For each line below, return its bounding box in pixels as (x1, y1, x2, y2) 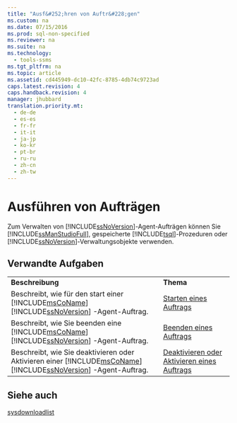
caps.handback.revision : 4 (7, 89, 87, 96)
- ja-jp (13, 135, 37, 142)
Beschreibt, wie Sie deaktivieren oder (11, 347, 135, 357)
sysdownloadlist (7, 408, 55, 417)
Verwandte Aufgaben (7, 257, 104, 270)
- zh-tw (13, 168, 37, 175)
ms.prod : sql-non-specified (7, 30, 90, 37)
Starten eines (163, 294, 207, 303)
